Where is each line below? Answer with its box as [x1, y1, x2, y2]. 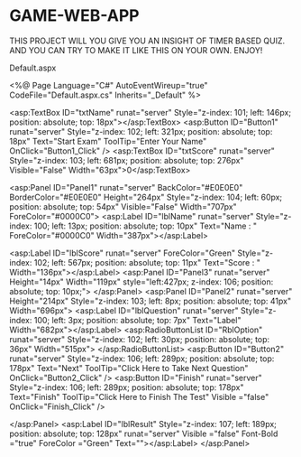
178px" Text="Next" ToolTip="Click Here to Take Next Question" [9, 362, 249, 373]
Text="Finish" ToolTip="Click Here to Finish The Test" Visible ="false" [9, 391, 269, 402]
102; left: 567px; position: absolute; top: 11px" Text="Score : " [33, 256, 261, 267]
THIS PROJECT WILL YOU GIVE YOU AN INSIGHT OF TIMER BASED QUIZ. [9, 35, 286, 46]
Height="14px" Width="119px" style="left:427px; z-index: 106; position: [9, 276, 274, 287]
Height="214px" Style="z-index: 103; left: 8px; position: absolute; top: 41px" [9, 295, 291, 306]
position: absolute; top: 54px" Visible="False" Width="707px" [9, 201, 237, 212]
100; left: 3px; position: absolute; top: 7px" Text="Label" [33, 314, 242, 325]
